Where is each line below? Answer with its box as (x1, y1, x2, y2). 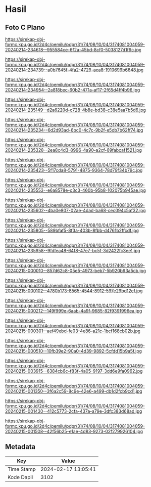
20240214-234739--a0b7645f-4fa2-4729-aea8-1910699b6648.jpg (5, 67, 144, 73)
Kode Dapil (7, 474, 33, 481)
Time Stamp (7, 466, 36, 473)
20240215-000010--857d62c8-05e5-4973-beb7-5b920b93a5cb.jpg (5, 268, 146, 273)
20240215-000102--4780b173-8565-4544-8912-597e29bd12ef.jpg (5, 288, 143, 294)
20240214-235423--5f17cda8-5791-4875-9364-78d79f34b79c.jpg (5, 167, 143, 173)
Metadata (5, 443, 36, 451)
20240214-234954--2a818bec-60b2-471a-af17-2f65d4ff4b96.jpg (5, 87, 140, 92)
